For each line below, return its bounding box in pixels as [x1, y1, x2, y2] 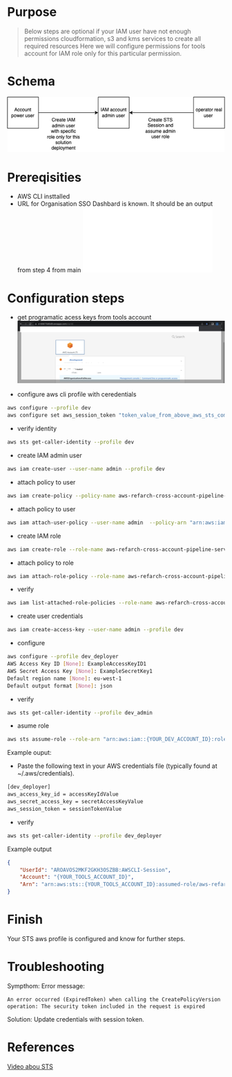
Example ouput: [7, 748, 52, 757]
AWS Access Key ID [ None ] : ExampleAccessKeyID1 [7, 660, 147, 667]
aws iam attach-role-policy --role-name [7, 572, 126, 579]
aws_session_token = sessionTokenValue [7, 805, 122, 812]
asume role [17, 721, 50, 730]
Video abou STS [7, 1062, 54, 1071]
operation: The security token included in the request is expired [7, 1003, 206, 1010]
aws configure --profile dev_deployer [7, 653, 119, 660]
